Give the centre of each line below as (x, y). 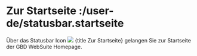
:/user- (96, 11)
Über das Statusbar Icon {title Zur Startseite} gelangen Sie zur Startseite (98, 40)
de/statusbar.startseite (65, 23)
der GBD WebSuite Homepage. (44, 47)
